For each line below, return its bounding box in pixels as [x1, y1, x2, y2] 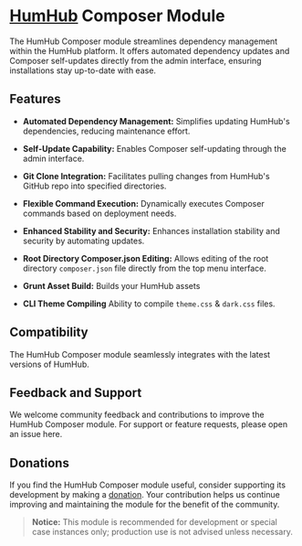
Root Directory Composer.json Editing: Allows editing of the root [22, 252, 269, 263]
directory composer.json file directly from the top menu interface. [22, 262, 266, 273]
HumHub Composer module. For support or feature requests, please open [9, 419, 288, 430]
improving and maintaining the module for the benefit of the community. [9, 499, 280, 510]
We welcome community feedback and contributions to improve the [9, 409, 265, 421]
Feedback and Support [9, 385, 142, 401]
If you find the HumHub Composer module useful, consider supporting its [9, 479, 286, 490]
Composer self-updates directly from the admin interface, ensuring [9, 55, 262, 66]
